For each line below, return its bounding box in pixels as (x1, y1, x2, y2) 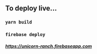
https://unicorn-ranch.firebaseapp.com (5, 43, 92, 49)
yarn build (5, 19, 32, 25)
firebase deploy (5, 32, 46, 38)
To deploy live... (5, 4, 57, 13)
